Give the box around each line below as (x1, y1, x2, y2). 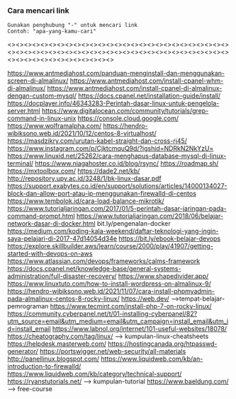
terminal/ (7, 159, 34, 168)
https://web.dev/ (120, 294, 170, 303)
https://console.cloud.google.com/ (77, 114, 179, 122)
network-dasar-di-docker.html (7, 219, 96, 228)
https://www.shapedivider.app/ (118, 272, 209, 281)
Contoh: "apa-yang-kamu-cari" (7, 28, 97, 35)
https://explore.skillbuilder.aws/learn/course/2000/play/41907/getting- (7, 242, 214, 250)
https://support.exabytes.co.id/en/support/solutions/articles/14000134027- (7, 182, 228, 190)
